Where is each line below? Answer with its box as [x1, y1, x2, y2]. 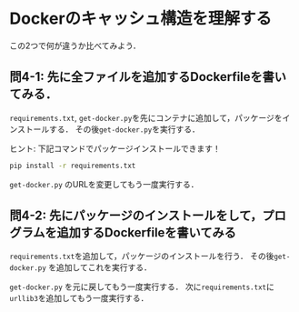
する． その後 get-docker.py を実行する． [48, 124, 200, 135]
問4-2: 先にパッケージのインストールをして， [9, 208, 263, 224]
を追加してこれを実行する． [48, 262, 152, 273]
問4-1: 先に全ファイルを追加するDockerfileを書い [9, 69, 287, 85]
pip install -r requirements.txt [9, 161, 136, 170]
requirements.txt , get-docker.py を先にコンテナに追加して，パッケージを [9, 112, 283, 123]
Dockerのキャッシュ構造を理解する [9, 8, 273, 29]
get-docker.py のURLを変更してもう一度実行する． [9, 178, 199, 189]
